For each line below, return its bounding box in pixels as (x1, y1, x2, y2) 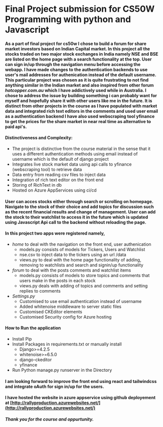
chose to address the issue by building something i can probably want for (5, 92, 157, 98)
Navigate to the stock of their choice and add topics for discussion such (5, 204, 154, 210)
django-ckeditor (19, 357, 52, 363)
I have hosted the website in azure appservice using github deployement (5, 395, 156, 401)
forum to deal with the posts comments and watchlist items (12, 267, 131, 273)
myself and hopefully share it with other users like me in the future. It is (5, 98, 152, 104)
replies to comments (19, 288, 61, 294)
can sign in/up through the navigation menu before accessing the (5, 61, 141, 67)
